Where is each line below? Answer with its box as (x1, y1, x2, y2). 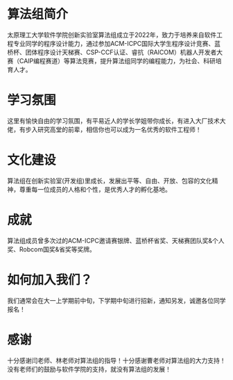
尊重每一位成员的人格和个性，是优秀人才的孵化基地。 (19, 185, 171, 193)
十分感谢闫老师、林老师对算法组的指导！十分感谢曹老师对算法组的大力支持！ (7, 356, 226, 365)
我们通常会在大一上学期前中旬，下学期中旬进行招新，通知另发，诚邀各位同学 (7, 296, 226, 304)
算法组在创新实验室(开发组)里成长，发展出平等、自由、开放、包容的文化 (7, 176, 213, 185)
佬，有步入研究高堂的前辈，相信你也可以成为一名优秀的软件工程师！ (7, 125, 202, 133)
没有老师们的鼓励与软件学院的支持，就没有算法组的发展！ (7, 365, 171, 373)
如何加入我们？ (7, 272, 93, 288)
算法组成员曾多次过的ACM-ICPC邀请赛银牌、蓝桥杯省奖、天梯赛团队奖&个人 (7, 236, 225, 245)
